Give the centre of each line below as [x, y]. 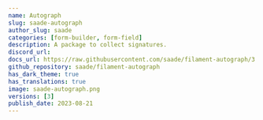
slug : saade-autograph [45, 23]
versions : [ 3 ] [31, 96]
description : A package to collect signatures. [88, 45]
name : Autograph [35, 15]
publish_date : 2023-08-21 [50, 103]
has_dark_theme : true [44, 74]
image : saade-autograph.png [54, 89]
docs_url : [24, 60]
